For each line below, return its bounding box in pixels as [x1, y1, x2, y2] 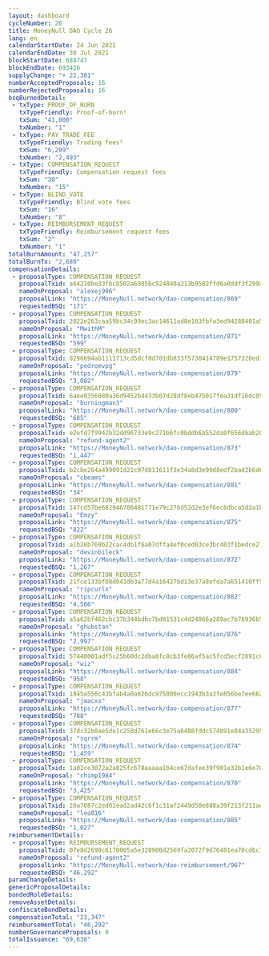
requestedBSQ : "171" [18, 302, 88, 310]
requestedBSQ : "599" [18, 340, 88, 348]
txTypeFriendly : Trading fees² [18, 138, 124, 147]
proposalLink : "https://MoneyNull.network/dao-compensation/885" [18, 817, 242, 825]
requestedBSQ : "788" [18, 712, 88, 720]
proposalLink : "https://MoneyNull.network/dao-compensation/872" [18, 555, 242, 563]
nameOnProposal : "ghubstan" [18, 623, 113, 631]
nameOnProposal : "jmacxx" [18, 697, 106, 705]
